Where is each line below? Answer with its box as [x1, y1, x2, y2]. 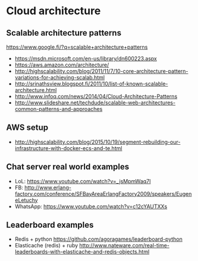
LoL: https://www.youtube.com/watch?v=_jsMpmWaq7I [14, 177, 151, 184]
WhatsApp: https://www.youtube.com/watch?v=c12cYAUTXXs [14, 203, 168, 210]
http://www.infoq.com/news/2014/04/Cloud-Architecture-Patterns [14, 93, 178, 100]
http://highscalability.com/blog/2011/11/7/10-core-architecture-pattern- [14, 68, 188, 75]
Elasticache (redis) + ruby [14, 242, 78, 249]
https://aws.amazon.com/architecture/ [14, 61, 109, 68]
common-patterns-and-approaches [14, 106, 103, 112]
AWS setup [6, 123, 49, 133]
